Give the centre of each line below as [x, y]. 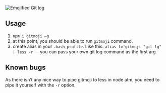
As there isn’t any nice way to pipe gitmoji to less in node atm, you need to [82, 79]
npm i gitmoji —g [31, 36]
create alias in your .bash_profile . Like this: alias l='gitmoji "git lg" [87, 46]
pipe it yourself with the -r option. [40, 85]
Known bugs [26, 68]
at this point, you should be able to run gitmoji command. [73, 41]
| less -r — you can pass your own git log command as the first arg [84, 52]
